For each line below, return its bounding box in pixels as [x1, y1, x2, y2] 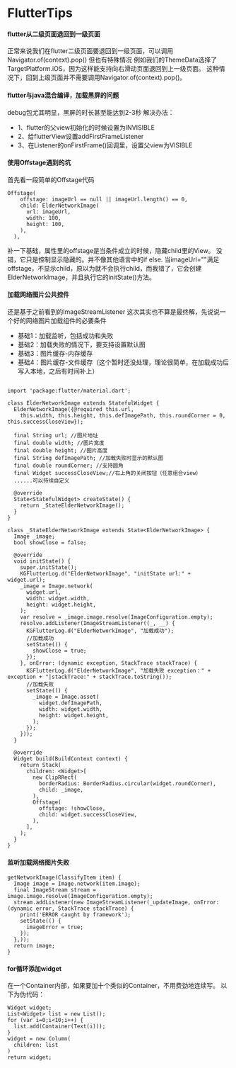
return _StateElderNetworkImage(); [20, 502, 125, 509]
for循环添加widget [7, 964, 62, 972]
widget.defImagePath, [38, 699, 102, 707]
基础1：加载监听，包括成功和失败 [17, 332, 114, 339]
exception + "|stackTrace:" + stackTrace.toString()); [7, 673, 172, 680]
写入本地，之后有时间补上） [17, 367, 99, 375]
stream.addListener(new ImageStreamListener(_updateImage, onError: [13, 899, 220, 906]
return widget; [7, 1054, 52, 1061]
